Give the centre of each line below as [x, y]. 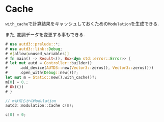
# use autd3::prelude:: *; [33, 44]
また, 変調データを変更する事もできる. [45, 34]
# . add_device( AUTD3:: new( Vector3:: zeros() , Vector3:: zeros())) [79, 68]
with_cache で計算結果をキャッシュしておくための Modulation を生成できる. [82, 23]
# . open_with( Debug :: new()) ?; [42, 73]
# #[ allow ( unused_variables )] [37, 54]
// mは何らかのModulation [31, 101]
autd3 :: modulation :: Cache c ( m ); [39, 106]
